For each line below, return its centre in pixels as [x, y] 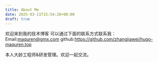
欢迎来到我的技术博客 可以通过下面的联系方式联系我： [60, 34]
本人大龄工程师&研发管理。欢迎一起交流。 [48, 55]
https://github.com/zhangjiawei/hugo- [114, 39]
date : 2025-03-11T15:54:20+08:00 [40, 14]
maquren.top [18, 45]
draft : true [17, 19]
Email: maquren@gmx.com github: [40, 39]
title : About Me [22, 10]
